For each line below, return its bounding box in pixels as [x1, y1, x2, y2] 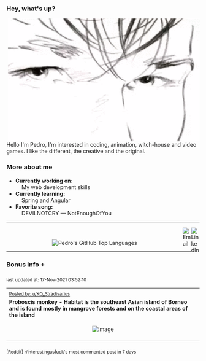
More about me [6, 163, 53, 171]
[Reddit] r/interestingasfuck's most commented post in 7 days [6, 349, 137, 355]
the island [9, 311, 36, 319]
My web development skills [21, 183, 91, 191]
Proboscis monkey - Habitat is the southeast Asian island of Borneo [9, 298, 188, 306]
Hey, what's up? [6, 4, 56, 13]
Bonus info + [6, 260, 45, 268]
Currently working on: [15, 177, 73, 184]
